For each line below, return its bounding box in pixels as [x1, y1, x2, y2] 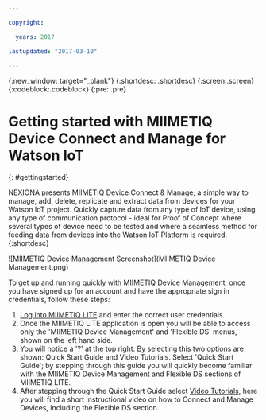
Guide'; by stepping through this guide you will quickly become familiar [19, 361, 253, 371]
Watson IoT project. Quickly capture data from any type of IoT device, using [8, 204, 256, 215]
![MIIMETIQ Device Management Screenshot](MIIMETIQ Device [8, 254, 216, 263]
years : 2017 [15, 33, 56, 41]
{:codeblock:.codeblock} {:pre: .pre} [8, 84, 127, 94]
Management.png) [8, 262, 69, 272]
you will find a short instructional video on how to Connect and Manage [19, 395, 254, 404]
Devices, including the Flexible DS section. [19, 403, 160, 413]
